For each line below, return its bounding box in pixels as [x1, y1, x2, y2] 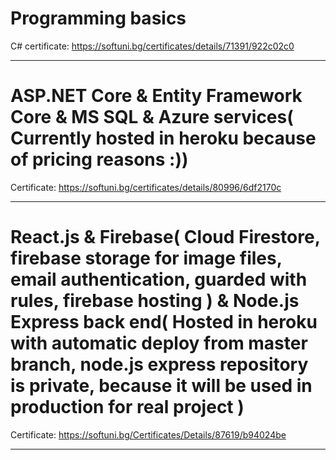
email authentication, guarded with [10, 268, 308, 291]
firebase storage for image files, [10, 247, 283, 270]
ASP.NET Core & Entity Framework [10, 85, 303, 107]
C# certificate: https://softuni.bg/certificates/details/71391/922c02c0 [10, 40, 295, 52]
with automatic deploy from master [10, 332, 308, 355]
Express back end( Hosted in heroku [10, 311, 318, 334]
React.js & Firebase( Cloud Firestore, [10, 226, 321, 249]
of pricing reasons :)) [10, 148, 189, 171]
